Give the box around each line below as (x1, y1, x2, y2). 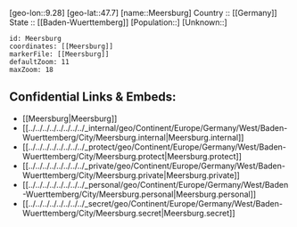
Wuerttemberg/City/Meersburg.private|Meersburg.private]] (21, 169, 241, 181)
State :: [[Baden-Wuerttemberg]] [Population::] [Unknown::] (9, 17, 227, 28)
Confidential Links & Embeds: (9, 89, 177, 105)
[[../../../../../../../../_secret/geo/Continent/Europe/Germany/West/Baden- (21, 198, 284, 208)
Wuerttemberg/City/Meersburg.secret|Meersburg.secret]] (21, 207, 235, 218)
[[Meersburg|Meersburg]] (21, 113, 118, 124)
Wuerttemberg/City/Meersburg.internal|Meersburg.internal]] (21, 132, 244, 142)
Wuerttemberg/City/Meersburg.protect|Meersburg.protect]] (21, 150, 243, 161)
